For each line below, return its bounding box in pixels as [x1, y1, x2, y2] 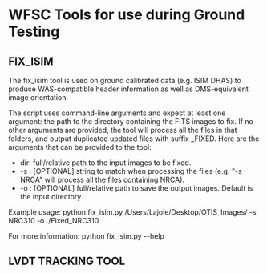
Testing [8, 22, 60, 41]
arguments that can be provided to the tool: [8, 143, 152, 151]
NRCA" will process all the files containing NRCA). [19, 175, 185, 184]
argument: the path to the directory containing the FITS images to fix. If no [8, 117, 254, 126]
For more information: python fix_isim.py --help [8, 231, 164, 241]
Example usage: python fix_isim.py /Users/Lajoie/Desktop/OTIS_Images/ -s [8, 207, 257, 217]
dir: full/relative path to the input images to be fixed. [19, 158, 192, 167]
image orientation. [8, 93, 69, 102]
